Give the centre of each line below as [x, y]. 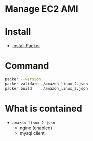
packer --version [23, 79]
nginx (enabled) [36, 128]
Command [27, 66]
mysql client [32, 133]
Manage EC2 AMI [41, 9]
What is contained [43, 109]
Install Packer [26, 46]
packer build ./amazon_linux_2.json [46, 88]
